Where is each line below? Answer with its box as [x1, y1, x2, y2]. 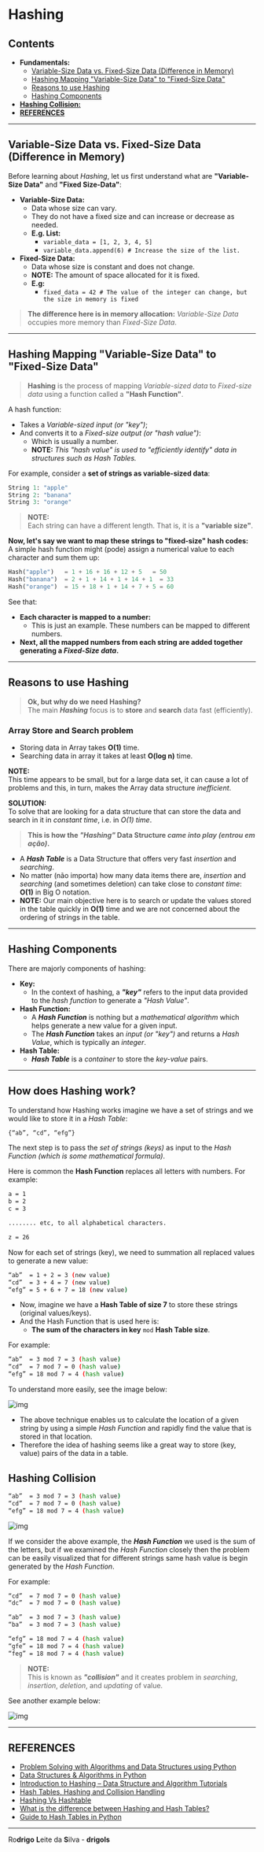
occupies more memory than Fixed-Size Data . [27, 317, 177, 327]
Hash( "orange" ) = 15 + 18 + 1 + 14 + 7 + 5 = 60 [8, 583, 174, 591]
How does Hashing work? [8, 1084, 136, 1098]
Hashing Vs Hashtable [19, 1795, 92, 1805]
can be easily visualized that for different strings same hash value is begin [8, 1553, 248, 1562]
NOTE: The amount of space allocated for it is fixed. [31, 270, 200, 280]
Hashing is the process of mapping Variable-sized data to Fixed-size [27, 380, 252, 391]
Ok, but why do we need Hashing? [27, 697, 141, 706]
